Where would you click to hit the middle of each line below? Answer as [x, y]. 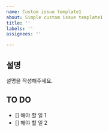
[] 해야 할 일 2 [31, 122]
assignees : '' [24, 34]
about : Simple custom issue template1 [54, 17]
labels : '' [20, 28]
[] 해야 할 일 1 [31, 115]
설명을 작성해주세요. [29, 80]
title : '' [19, 23]
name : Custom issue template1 [44, 12]
